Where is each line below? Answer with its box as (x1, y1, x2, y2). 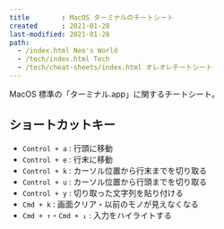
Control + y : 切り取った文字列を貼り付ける (22, 187, 184, 198)
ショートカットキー (9, 117, 116, 132)
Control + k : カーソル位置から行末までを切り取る (22, 165, 208, 175)
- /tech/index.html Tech (17, 55, 110, 64)
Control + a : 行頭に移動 (22, 142, 114, 153)
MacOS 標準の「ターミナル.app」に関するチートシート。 (9, 89, 220, 99)
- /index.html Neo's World (17, 47, 118, 55)
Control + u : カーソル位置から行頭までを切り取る (22, 176, 208, 187)
